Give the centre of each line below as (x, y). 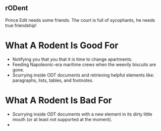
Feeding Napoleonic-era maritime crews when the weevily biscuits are (84, 65)
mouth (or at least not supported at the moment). (62, 119)
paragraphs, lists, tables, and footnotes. (53, 80)
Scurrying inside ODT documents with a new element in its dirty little (82, 114)
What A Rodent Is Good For (62, 45)
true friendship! (21, 25)
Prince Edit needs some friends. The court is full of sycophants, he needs (80, 20)
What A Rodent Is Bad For (59, 100)
